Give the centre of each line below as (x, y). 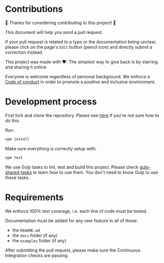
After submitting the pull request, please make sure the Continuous (73, 250)
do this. (13, 120)
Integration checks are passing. (37, 255)
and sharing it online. (26, 67)
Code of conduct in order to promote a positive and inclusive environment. (80, 82)
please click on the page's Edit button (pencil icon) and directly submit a (79, 47)
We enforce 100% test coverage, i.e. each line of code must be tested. (76, 211)
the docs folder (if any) (35, 235)
